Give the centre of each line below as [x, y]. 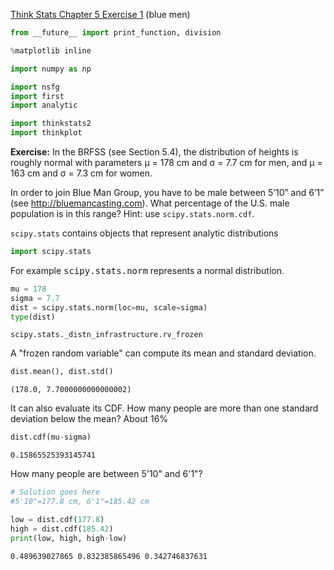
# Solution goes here [55, 492]
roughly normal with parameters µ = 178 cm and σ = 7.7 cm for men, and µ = [166, 162]
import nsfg [35, 87]
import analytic [44, 105]
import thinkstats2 [51, 124]
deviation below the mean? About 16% [89, 419]
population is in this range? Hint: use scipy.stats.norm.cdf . [132, 213]
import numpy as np [51, 69]
